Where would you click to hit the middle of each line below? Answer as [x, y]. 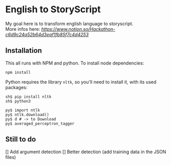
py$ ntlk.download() [27, 115]
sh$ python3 [18, 101]
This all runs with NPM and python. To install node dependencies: [75, 63]
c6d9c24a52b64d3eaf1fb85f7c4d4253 [47, 34]
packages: [16, 87]
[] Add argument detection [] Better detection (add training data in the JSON [86, 152]
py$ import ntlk [23, 110]
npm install [18, 72]
